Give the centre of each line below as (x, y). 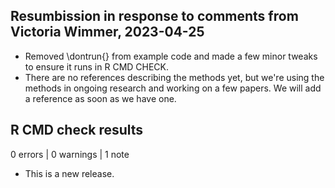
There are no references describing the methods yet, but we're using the (174, 77)
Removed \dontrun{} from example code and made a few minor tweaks (171, 56)
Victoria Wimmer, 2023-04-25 (107, 32)
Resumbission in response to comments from (154, 16)
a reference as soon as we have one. (100, 98)
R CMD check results (77, 130)
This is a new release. (69, 173)
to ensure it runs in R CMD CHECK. (97, 66)
